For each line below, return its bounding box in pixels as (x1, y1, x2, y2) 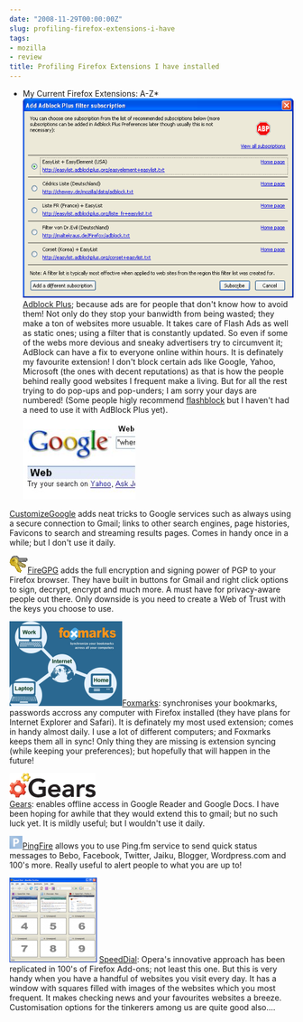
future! (9, 755, 34, 765)
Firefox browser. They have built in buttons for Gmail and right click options (9, 574, 289, 585)
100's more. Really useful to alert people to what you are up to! (9, 859, 243, 870)
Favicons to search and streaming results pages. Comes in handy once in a (9, 527, 289, 538)
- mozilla (9, 43, 47, 52)
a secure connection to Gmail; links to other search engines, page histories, (9, 518, 290, 529)
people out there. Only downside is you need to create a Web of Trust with (9, 593, 286, 605)
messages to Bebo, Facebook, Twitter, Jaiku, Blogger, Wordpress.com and (9, 849, 287, 860)
